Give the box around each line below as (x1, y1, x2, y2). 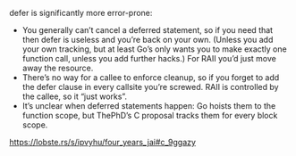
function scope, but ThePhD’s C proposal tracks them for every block (21, 111, 278, 120)
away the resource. (21, 62, 94, 73)
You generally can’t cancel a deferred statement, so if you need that (21, 25, 274, 35)
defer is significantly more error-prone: (9, 8, 153, 18)
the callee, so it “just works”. (21, 91, 128, 102)
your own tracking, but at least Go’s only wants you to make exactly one (21, 44, 288, 54)
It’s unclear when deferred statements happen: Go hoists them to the (21, 101, 276, 111)
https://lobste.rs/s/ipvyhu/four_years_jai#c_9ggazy (9, 137, 197, 147)
